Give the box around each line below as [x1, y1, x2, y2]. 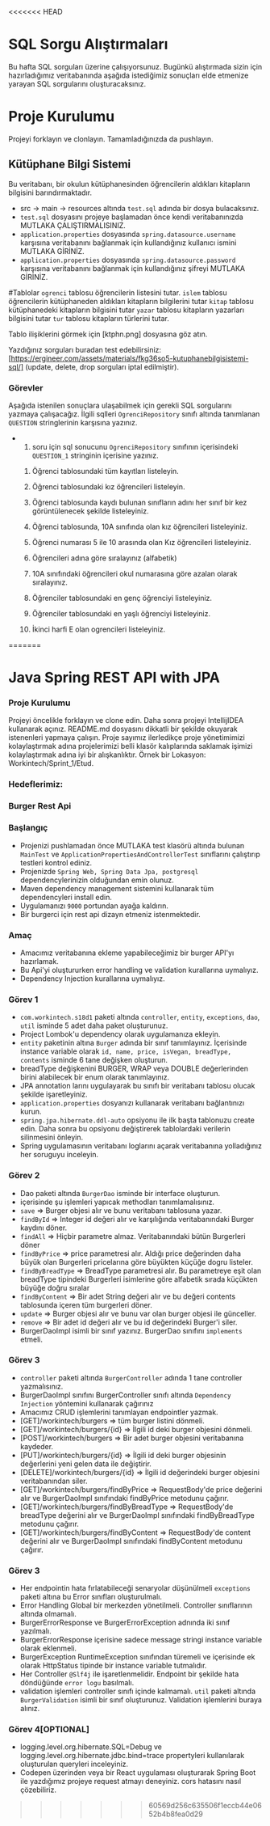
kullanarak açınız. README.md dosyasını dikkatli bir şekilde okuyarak [8, 724, 238, 734]
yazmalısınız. [19, 1381, 64, 1391]
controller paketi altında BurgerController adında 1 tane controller [19, 1372, 243, 1382]
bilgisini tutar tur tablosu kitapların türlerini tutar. [8, 313, 169, 323]
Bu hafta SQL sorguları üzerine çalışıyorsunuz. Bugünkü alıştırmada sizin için [8, 61, 263, 71]
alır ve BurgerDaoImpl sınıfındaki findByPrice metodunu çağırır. [19, 1493, 230, 1503]
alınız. [19, 1704, 40, 1714]
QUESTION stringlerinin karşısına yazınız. [8, 417, 138, 427]
